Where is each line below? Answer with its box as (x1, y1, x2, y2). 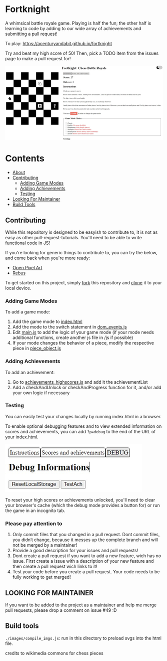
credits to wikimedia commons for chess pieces (5, 650, 103, 656)
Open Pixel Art (12, 264, 42, 270)
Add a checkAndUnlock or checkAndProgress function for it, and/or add (12, 384, 161, 390)
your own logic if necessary (12, 390, 70, 396)
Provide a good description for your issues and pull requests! (12, 548, 138, 554)
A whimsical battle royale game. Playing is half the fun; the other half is (5, 20, 151, 26)
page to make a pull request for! (5, 55, 71, 61)
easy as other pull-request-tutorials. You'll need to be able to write (5, 234, 142, 240)
